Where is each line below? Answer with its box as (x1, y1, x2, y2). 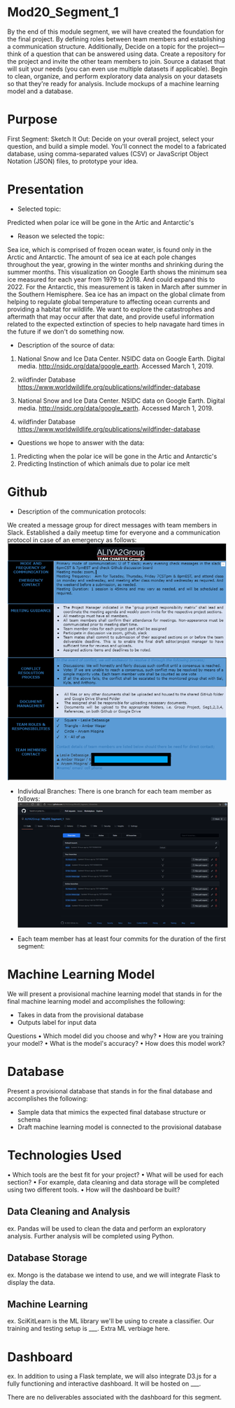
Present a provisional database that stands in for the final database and (7, 1087, 213, 1096)
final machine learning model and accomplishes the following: (7, 998, 185, 1006)
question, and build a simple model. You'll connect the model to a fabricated (7, 142, 227, 151)
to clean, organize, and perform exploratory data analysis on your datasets (7, 71, 222, 81)
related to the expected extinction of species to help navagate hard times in (7, 319, 225, 328)
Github (7, 484, 48, 499)
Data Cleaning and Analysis (7, 1206, 131, 1217)
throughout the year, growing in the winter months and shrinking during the (7, 260, 224, 268)
